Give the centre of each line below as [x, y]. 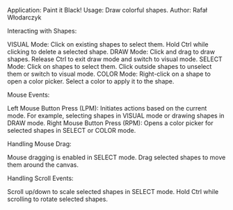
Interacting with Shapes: [42, 31]
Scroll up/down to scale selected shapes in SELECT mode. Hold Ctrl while [113, 192]
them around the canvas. [43, 165]
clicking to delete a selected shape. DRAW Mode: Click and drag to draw [111, 52]
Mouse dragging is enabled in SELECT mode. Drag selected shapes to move [116, 157]
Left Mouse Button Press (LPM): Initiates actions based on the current [107, 108]
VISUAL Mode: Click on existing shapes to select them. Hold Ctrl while [108, 44]
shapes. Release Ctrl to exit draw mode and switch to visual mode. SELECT [115, 59]
